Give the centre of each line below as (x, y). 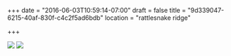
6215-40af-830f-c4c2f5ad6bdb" (56, 18)
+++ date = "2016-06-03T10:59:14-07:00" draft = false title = (97, 10)
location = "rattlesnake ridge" (148, 18)
